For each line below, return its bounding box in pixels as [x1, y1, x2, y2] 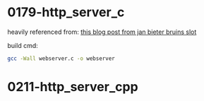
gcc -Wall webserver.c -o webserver [7, 54, 115, 62]
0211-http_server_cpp [7, 79, 139, 95]
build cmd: [7, 41, 39, 49]
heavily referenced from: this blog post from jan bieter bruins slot [7, 28, 197, 36]
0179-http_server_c [7, 4, 125, 20]
